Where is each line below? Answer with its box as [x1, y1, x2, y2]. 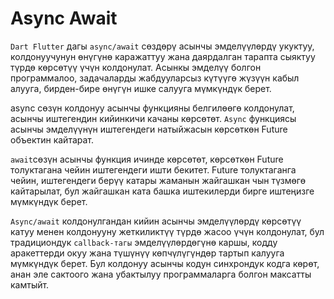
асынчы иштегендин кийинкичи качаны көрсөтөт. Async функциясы [10, 112, 297, 124]
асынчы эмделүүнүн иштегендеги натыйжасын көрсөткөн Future [10, 123, 288, 135]
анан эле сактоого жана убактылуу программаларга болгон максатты [10, 268, 312, 280]
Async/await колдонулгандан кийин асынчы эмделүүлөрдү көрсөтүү [10, 215, 302, 227]
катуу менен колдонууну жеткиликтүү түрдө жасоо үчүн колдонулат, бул [10, 225, 325, 237]
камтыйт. [10, 278, 50, 291]
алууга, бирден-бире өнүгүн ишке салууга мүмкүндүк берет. [10, 82, 272, 94]
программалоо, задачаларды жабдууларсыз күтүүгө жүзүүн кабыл [10, 72, 300, 84]
